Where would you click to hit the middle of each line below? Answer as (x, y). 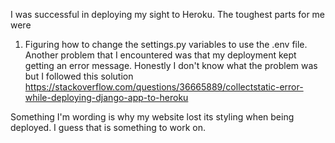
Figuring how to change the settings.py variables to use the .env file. (166, 44)
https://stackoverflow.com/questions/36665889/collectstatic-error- (164, 87)
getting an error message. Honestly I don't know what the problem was (171, 65)
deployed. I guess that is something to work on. (108, 127)
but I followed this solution (79, 76)
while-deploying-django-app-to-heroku (106, 97)
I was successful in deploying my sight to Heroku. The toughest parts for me (168, 14)
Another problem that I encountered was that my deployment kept (160, 55)
